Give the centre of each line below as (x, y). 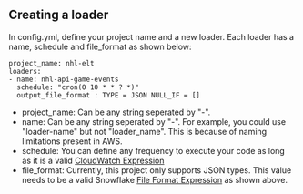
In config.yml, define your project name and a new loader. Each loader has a (151, 36)
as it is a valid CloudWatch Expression (93, 160)
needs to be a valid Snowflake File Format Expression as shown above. (155, 179)
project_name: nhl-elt (51, 63)
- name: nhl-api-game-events (64, 79)
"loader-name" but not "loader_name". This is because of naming (144, 131)
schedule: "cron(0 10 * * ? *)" (78, 87)
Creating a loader (59, 15)
